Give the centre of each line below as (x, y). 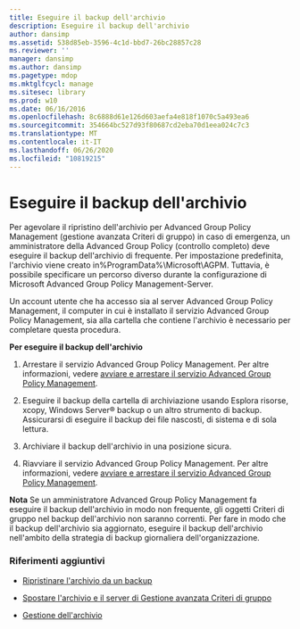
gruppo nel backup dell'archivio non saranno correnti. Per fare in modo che (148, 519)
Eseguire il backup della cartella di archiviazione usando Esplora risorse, (155, 401)
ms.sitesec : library (48, 92)
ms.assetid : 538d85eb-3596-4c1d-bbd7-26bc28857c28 (105, 42)
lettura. (35, 429)
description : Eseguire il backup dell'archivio (100, 26)
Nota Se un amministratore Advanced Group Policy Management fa (133, 500)
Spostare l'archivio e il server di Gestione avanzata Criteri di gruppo (147, 598)
